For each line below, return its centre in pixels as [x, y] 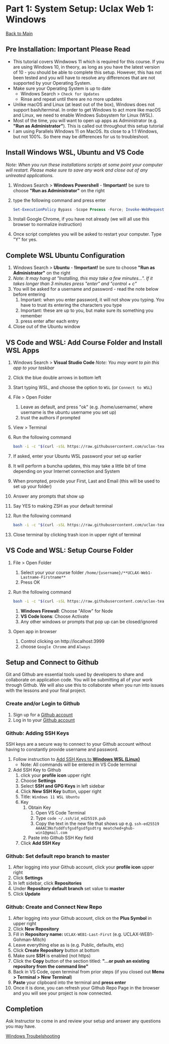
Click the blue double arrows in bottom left [57, 378]
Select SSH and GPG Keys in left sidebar [63, 786]
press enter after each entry [50, 321]
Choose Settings [38, 781]
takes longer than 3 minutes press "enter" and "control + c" [75, 284]
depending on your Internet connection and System [66, 471]
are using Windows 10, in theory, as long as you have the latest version [86, 67]
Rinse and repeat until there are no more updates [71, 99]
